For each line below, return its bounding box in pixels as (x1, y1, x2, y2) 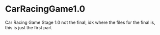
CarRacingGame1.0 (5, 3, 85, 15)
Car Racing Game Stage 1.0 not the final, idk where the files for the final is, (5, 19, 156, 25)
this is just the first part (5, 24, 52, 30)
